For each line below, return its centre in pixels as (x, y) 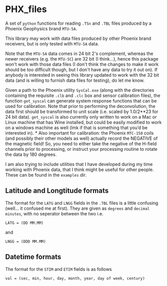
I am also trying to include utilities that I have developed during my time (79, 164)
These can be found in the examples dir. (46, 175)
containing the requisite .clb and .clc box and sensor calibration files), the (83, 95)
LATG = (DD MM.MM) (24, 223)
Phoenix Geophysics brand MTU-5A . (41, 28)
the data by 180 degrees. (31, 154)
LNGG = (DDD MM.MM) (26, 241)
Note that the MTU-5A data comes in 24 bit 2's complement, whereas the (79, 53)
